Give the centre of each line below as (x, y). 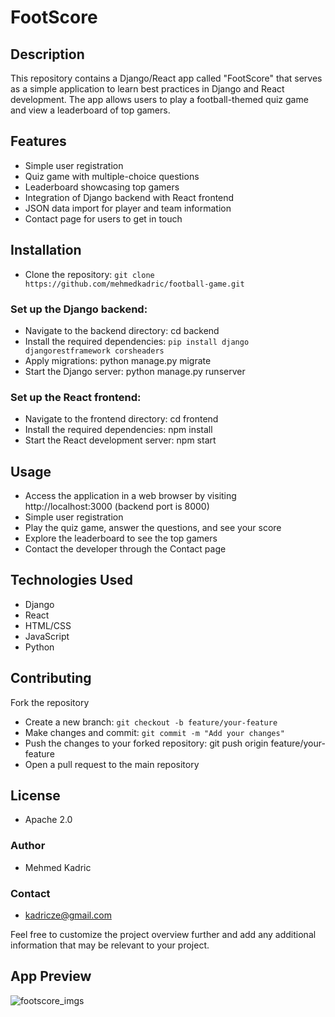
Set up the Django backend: (79, 309)
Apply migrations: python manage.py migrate (118, 360)
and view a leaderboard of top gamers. (90, 110)
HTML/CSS (48, 625)
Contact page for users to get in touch (103, 218)
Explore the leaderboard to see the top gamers (121, 538)
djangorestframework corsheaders (94, 351)
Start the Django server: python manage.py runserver (135, 371)
